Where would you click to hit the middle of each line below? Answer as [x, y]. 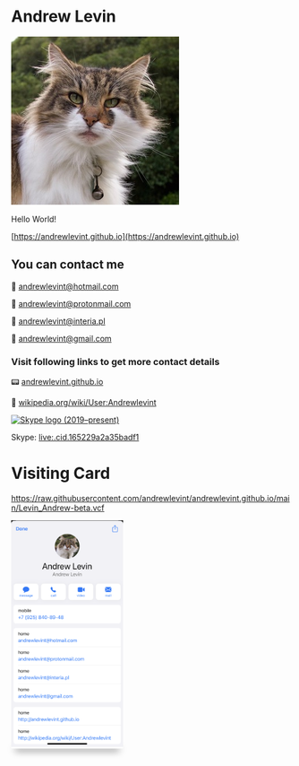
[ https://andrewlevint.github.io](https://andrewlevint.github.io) [125, 236]
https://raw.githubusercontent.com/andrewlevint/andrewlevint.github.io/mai [150, 498]
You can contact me [68, 265]
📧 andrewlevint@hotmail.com [65, 286]
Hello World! [34, 219]
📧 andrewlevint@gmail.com [61, 338]
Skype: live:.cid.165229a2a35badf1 [75, 438]
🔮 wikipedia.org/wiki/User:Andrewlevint [84, 403]
